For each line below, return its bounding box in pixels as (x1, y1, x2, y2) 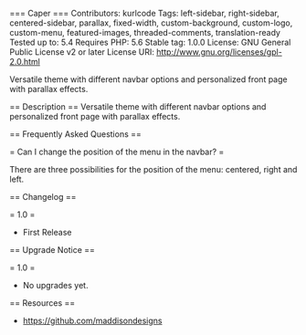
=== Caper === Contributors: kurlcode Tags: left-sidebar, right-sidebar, (9, 8, 280, 18)
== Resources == (9, 298, 76, 309)
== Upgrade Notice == (9, 245, 96, 255)
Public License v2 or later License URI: (9, 47, 155, 58)
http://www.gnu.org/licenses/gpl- (156, 47, 283, 58)
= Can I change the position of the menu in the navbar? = (9, 146, 225, 157)
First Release (22, 227, 72, 237)
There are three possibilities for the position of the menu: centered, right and (9, 164, 298, 174)
